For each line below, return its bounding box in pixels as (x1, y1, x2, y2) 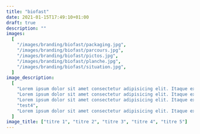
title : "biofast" (6, 8, 49, 15)
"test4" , (17, 102, 39, 109)
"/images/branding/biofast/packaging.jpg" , (17, 42, 127, 48)
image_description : (6, 75, 55, 81)
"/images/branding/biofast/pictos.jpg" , (17, 53, 118, 59)
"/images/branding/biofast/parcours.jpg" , (17, 47, 124, 53)
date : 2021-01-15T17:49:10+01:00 (6, 14, 89, 20)
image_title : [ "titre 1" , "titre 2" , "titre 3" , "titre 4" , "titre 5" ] (6, 119, 187, 125)
